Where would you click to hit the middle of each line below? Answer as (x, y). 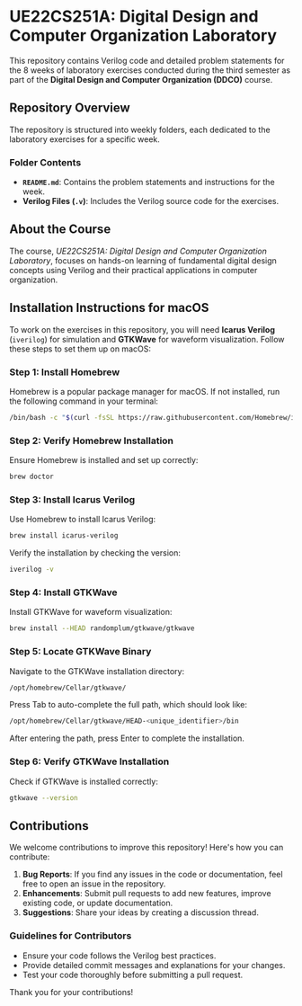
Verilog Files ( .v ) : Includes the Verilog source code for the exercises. (151, 201)
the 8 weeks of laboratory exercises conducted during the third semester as (150, 70)
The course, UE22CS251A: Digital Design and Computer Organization (138, 251)
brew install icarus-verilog (64, 536)
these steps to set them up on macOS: (80, 349)
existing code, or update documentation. (98, 903)
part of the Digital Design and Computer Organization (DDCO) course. (141, 79)
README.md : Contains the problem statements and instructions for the (149, 183)
